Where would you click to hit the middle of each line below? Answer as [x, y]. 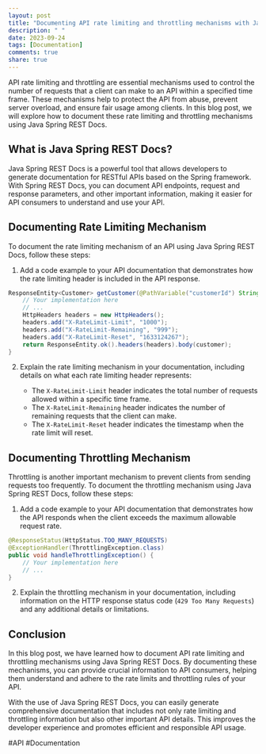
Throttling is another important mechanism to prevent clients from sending [129, 477]
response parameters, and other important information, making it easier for [131, 193]
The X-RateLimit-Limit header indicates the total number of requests [144, 391]
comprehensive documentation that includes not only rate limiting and [122, 711]
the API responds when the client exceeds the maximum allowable [128, 518]
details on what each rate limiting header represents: [106, 375]
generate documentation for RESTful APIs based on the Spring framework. [130, 177]
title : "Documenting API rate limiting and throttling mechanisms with [129, 23]
